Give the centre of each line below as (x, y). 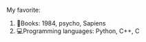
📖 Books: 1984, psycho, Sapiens (61, 23)
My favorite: (23, 10)
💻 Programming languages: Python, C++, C (78, 31)
